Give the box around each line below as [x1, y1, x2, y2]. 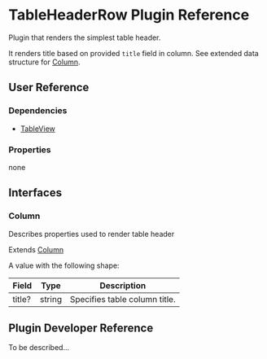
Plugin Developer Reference [8, 322, 154, 335]
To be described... [8, 343, 70, 352]
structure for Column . [8, 57, 81, 67]
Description [99, 279, 147, 291]
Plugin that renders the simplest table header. [8, 33, 161, 42]
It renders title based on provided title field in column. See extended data [8, 48, 259, 58]
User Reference [8, 81, 90, 94]
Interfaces [8, 186, 63, 200]
